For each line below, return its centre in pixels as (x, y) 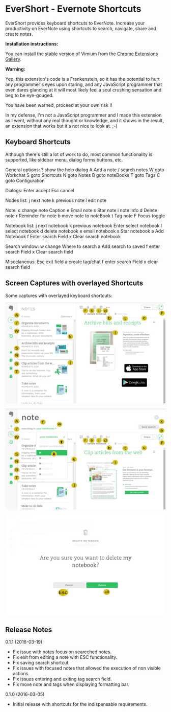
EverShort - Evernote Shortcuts (73, 9)
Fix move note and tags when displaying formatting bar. (71, 684)
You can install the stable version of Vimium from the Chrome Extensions (82, 54)
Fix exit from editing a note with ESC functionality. (65, 657)
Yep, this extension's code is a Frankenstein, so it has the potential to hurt (83, 79)
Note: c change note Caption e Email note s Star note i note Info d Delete (81, 210)
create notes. (19, 34)
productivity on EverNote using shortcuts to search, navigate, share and (81, 28)
